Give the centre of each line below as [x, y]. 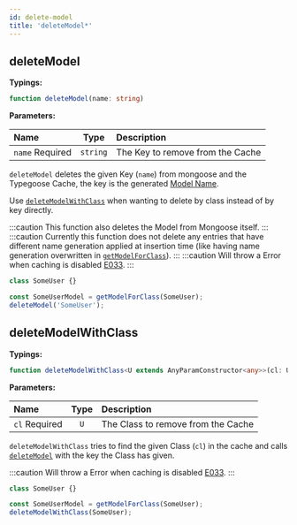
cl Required [38, 423]
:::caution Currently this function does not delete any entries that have [137, 237]
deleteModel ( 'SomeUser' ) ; [57, 305]
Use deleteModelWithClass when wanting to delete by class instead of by [142, 201]
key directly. [31, 210]
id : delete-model [41, 17]
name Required [43, 153]
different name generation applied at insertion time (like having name [135, 246]
